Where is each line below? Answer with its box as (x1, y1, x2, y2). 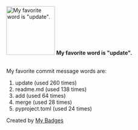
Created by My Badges (6, 117, 64, 124)
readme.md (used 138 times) (15, 86, 87, 93)
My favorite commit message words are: (6, 67, 107, 75)
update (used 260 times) (15, 79, 77, 86)
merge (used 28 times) (15, 98, 73, 106)
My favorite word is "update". (56, 49, 133, 56)
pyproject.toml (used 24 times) (15, 105, 93, 112)
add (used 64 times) (15, 92, 66, 99)
